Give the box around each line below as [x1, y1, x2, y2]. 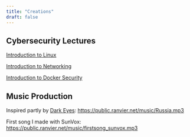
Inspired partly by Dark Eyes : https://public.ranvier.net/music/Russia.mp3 [6, 107, 184, 114]
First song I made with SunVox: [6, 118, 81, 125]
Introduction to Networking [6, 63, 72, 70]
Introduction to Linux [6, 51, 57, 59]
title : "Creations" [6, 8, 54, 15]
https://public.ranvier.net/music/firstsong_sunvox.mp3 [6, 125, 138, 132]
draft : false [6, 14, 38, 20]
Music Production [6, 91, 73, 101]
